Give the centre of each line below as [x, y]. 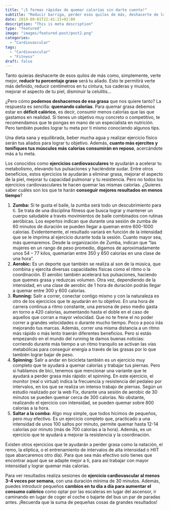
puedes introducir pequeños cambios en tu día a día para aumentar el [78, 486]
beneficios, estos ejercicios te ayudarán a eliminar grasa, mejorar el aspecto [84, 174]
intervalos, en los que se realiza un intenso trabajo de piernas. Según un [87, 387]
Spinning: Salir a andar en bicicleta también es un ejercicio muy [79, 360]
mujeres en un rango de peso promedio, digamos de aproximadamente [86, 248]
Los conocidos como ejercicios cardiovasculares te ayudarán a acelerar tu [83, 163]
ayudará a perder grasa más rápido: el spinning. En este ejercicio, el [83, 376]
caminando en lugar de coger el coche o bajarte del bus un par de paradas [83, 497]
